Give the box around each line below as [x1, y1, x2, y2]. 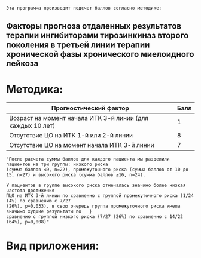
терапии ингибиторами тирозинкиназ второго [6, 30, 189, 41]
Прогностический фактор [51, 104, 130, 112]
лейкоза [6, 59, 39, 69]
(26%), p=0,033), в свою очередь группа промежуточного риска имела [6, 203, 181, 210]
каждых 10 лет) [9, 122, 56, 130]
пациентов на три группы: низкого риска [6, 161, 109, 168]
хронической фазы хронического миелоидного [6, 49, 194, 59]
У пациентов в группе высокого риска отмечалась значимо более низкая [6, 182, 186, 189]
